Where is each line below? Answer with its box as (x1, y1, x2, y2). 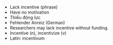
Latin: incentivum (9, 35, 45, 41)
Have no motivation (9, 9, 50, 15)
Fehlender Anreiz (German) (9, 20, 65, 25)
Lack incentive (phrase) (9, 4, 58, 10)
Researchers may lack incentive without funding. (9, 25, 109, 31)
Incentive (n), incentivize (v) (9, 30, 67, 36)
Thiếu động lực (9, 15, 41, 20)
